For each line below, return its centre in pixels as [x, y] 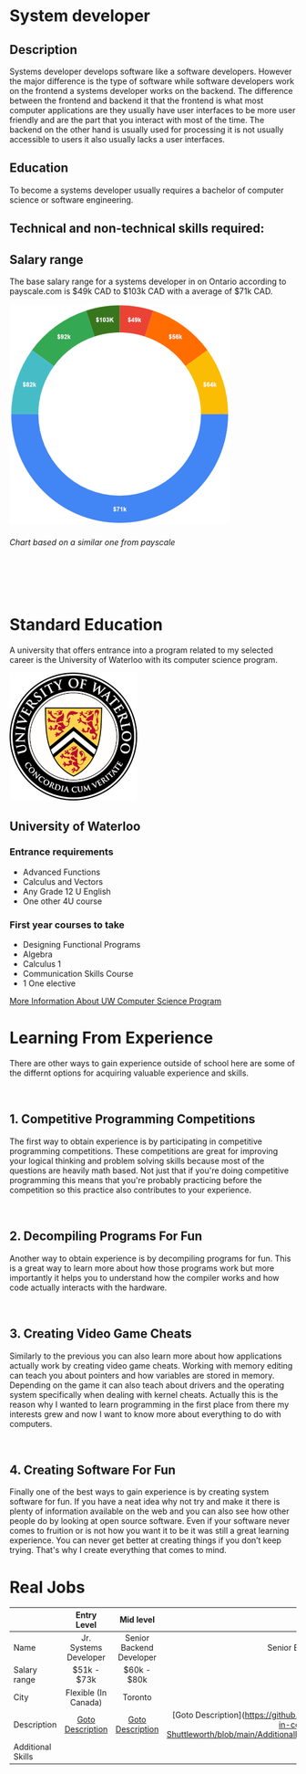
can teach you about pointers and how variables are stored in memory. [142, 1375]
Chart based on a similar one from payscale [92, 542]
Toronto [137, 1697]
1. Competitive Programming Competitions [133, 1119]
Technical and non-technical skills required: [137, 229]
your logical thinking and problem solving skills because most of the [137, 1160]
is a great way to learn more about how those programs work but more [142, 1268]
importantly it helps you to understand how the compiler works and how [144, 1277]
